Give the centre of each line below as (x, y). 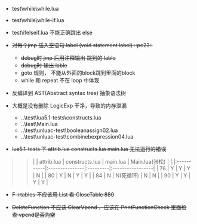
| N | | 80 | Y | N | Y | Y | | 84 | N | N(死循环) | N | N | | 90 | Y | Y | (112, 175)
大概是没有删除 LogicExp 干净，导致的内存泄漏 (69, 106)
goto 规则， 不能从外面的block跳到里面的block (78, 73)
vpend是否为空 (37, 215)
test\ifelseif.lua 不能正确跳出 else (52, 33)
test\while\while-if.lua (38, 20)
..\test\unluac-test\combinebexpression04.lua (77, 136)
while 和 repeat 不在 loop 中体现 (60, 80)
